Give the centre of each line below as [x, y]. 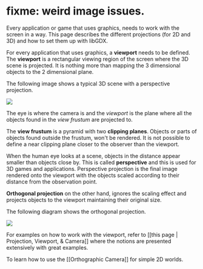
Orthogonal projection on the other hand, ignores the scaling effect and [96, 193]
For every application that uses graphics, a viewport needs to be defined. [98, 52]
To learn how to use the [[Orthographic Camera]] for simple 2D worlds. [95, 259]
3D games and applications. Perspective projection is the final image [92, 168]
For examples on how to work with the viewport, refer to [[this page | [92, 234]
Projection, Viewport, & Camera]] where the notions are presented [89, 241]
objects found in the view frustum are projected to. [70, 119]
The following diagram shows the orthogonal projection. [76, 211]
